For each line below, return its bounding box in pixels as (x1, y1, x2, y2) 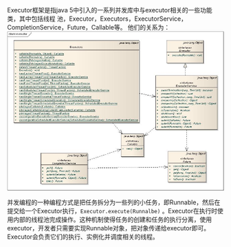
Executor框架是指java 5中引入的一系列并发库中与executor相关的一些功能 (7, 6, 212, 14)
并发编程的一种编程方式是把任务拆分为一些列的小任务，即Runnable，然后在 (7, 198, 221, 206)
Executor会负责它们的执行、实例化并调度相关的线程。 (7, 233, 159, 241)
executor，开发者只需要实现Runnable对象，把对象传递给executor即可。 (7, 224, 210, 232)
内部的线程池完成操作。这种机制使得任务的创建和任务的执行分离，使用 (12, 215, 212, 224)
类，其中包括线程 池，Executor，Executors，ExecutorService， (7, 14, 188, 23)
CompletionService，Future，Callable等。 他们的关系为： (7, 23, 170, 31)
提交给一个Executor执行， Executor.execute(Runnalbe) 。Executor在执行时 (7, 206, 218, 215)
